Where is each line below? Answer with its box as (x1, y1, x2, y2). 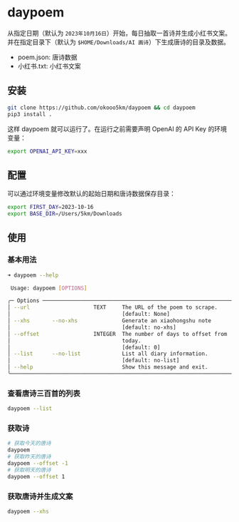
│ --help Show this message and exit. (7, 364, 208, 371)
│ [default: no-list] (7, 357, 180, 364)
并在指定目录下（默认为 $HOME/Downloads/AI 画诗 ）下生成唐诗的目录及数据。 (7, 37, 230, 46)
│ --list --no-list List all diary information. (7, 350, 208, 357)
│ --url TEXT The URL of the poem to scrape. (7, 304, 218, 311)
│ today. (7, 337, 142, 344)
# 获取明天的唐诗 (7, 466, 51, 474)
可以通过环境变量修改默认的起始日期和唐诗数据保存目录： (7, 190, 176, 198)
